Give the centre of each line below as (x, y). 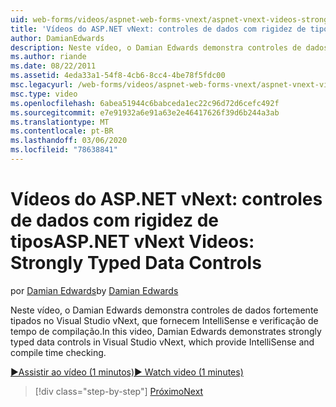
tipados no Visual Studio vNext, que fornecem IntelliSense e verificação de (164, 320)
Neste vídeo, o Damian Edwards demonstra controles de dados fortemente (164, 310)
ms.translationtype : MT (60, 122)
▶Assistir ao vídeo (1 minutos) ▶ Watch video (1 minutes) (127, 372)
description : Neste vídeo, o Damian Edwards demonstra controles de (156, 47)
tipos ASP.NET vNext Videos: (132, 242)
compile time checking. (58, 352)
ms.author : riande (48, 57)
